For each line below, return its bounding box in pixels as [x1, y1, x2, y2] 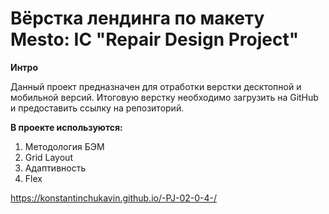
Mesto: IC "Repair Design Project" [10, 28, 300, 51]
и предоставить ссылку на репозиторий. [10, 102, 185, 114]
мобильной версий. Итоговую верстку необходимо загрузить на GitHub [10, 91, 319, 103]
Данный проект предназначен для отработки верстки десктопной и [10, 80, 302, 92]
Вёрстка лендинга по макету [10, 7, 265, 30]
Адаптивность [24, 162, 87, 174]
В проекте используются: [10, 121, 123, 133]
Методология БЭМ [24, 140, 105, 152]
